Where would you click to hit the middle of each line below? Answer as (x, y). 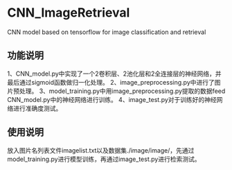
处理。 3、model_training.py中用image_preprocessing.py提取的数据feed (122, 91)
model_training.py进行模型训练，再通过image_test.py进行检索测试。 (104, 159)
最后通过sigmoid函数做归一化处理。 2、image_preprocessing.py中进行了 (111, 82)
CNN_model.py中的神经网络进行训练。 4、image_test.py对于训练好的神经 (112, 99)
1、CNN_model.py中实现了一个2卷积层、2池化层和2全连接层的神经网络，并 (114, 74)
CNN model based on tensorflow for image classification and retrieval (107, 32)
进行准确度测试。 (37, 108)
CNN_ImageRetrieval (69, 13)
